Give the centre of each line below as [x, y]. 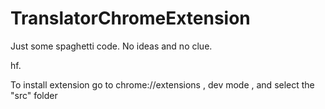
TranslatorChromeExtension [130, 18]
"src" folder [34, 95]
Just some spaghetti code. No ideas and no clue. [111, 46]
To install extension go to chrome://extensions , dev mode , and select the [162, 84]
